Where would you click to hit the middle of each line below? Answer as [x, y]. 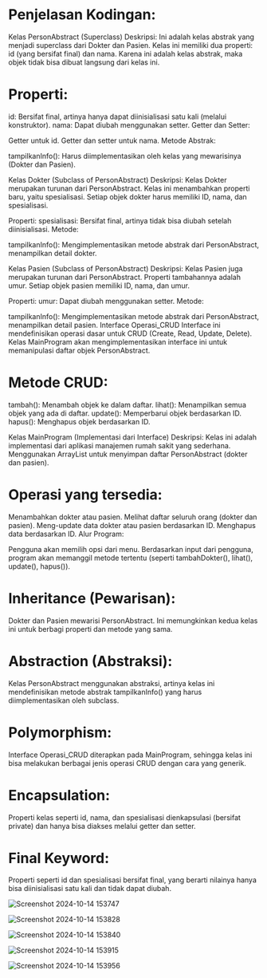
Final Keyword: [59, 858]
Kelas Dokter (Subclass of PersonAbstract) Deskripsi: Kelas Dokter [118, 179]
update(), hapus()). [39, 566]
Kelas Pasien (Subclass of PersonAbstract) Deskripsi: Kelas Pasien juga [126, 268]
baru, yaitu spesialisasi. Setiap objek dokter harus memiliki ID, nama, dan [128, 196]
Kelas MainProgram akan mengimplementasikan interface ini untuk [118, 341]
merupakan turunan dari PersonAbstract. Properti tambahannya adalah [125, 277]
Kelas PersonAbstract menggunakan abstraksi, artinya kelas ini [112, 683]
